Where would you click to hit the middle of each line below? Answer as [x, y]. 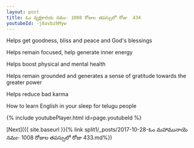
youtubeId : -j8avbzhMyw [37, 23]
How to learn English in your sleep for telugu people [72, 106]
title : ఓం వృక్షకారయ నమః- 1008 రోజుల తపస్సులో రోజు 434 [74, 18]
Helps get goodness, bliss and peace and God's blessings [79, 41]
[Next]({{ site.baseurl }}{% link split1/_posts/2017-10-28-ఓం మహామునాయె [97, 130]
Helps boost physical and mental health [56, 64]
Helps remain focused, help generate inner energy [70, 52]
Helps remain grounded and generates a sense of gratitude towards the [96, 76]
